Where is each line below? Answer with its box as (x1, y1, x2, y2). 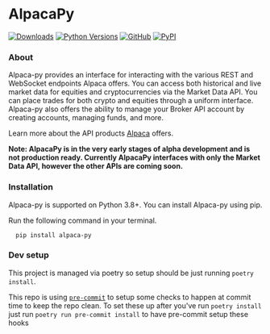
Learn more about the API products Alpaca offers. (8, 128, 174, 138)
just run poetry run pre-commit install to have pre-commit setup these (8, 309, 248, 319)
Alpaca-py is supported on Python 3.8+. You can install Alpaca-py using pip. (8, 199, 263, 210)
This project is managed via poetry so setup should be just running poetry (8, 268, 254, 278)
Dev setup (8, 249, 50, 261)
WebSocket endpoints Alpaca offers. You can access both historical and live (8, 78, 262, 89)
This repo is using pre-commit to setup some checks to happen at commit (8, 292, 251, 302)
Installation (8, 182, 54, 193)
